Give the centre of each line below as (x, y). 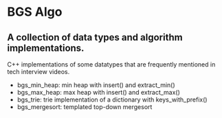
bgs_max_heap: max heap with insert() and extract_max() (99, 92)
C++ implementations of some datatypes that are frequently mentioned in (111, 64)
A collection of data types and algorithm (95, 37)
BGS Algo (35, 12)
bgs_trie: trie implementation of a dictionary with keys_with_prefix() (112, 99)
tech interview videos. (38, 72)
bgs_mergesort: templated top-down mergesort (85, 107)
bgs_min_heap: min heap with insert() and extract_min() (96, 85)
